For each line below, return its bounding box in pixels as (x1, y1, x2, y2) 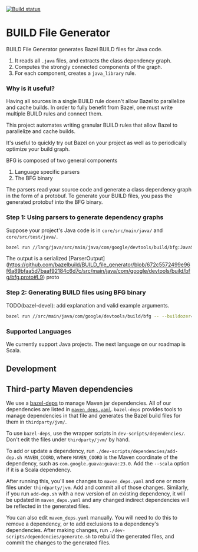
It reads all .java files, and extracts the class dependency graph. (14, 57, 172, 64)
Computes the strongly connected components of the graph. (14, 63, 163, 70)
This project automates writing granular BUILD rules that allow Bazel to (6, 121, 178, 129)
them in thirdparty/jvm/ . (6, 418, 67, 425)
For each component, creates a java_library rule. (14, 70, 137, 77)
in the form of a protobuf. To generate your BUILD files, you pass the (6, 192, 173, 200)
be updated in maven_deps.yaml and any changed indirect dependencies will (6, 497, 190, 504)
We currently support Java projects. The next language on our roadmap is (6, 341, 186, 348)
